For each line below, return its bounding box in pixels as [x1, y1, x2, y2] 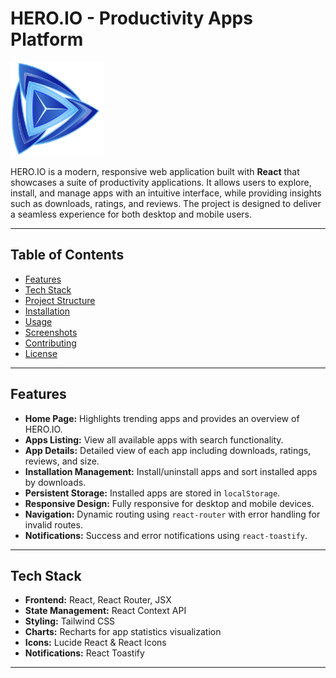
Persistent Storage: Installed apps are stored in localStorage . [24, 487, 281, 499]
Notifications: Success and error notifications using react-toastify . [24, 529, 308, 541]
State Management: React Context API [24, 605, 187, 617]
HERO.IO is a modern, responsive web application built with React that [10, 165, 300, 177]
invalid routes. [24, 518, 83, 531]
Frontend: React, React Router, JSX [24, 594, 172, 606]
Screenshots [24, 326, 78, 338]
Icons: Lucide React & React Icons [24, 637, 167, 649]
